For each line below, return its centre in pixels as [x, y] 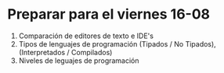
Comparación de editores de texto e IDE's [86, 36]
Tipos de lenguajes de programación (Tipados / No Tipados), [117, 43]
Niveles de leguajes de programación [79, 61]
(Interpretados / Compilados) [65, 52]
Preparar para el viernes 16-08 [109, 14]
